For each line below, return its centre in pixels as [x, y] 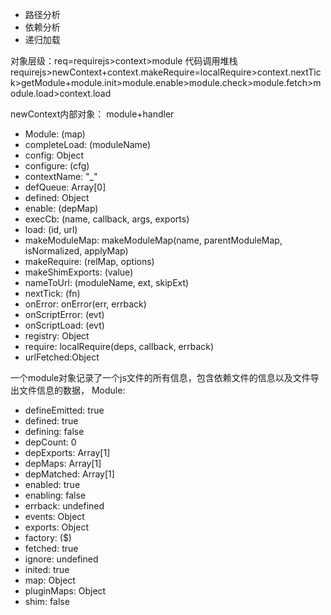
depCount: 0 [50, 442]
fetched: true [51, 548]
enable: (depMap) [61, 208]
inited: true [47, 569]
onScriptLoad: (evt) [64, 325]
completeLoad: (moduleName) [87, 144]
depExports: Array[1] [67, 452]
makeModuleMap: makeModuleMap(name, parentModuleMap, [153, 240]
